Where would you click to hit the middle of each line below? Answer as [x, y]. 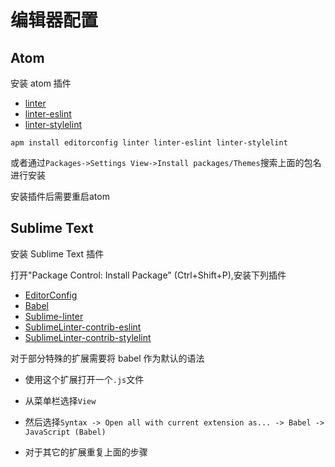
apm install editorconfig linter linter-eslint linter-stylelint [149, 143]
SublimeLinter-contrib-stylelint [88, 337]
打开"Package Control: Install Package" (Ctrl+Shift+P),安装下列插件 [148, 275]
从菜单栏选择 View [60, 400]
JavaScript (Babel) [65, 432]
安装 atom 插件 [41, 83]
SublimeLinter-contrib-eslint [83, 327]
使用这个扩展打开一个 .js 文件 [84, 379]
